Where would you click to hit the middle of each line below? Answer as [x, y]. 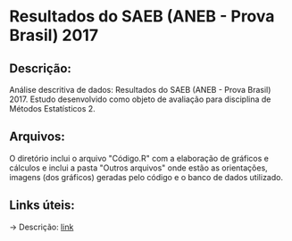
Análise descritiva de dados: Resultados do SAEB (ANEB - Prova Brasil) [140, 90]
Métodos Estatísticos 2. [52, 108]
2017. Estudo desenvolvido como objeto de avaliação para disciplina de [140, 99]
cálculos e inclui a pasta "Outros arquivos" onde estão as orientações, [138, 168]
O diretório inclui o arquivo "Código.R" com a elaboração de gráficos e [139, 158]
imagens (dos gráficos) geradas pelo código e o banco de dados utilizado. [146, 177]
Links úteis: [42, 206]
